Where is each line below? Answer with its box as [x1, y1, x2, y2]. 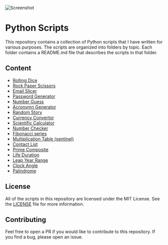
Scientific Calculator [12, 120, 55, 126]
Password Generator [12, 93, 55, 99]
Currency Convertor [12, 114, 54, 120]
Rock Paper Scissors [12, 83, 56, 89]
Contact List [12, 141, 38, 147]
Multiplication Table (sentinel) [12, 136, 74, 142]
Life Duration [12, 152, 40, 158]
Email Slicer [12, 88, 37, 94]
